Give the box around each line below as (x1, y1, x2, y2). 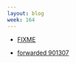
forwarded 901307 (16, 49, 70, 57)
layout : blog (7, 10, 45, 17)
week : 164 (7, 16, 36, 23)
